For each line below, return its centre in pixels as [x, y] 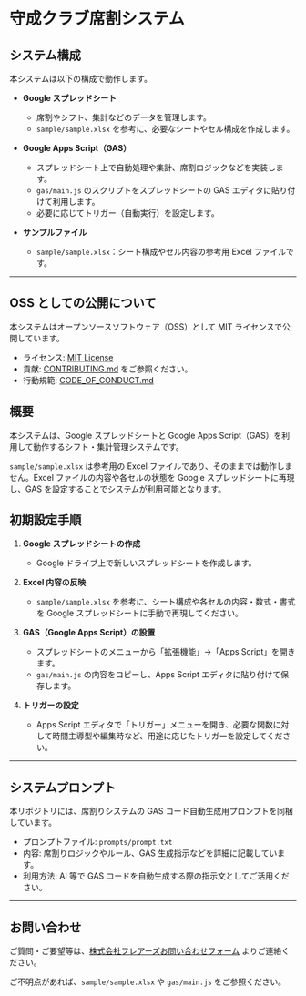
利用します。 [76, 202]
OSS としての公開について [83, 303]
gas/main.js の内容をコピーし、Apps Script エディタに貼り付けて [158, 675]
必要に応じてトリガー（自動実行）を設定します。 [128, 213]
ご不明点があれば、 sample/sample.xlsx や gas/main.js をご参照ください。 [148, 982]
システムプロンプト [63, 787]
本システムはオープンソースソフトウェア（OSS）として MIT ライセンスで [146, 326]
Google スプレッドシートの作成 [82, 544]
